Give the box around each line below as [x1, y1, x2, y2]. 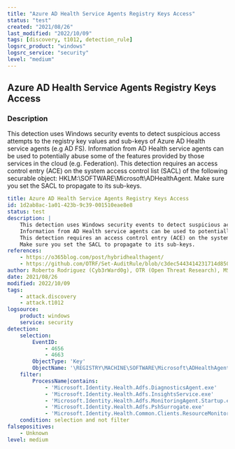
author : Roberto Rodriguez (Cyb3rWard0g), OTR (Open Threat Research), [7, 267, 220, 274]
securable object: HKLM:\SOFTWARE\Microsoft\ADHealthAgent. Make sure [7, 174, 225, 183]
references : [7, 247, 42, 254]
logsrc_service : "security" [7, 50, 90, 57]
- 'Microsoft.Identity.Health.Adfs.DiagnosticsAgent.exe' [44, 384, 218, 391]
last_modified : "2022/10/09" [7, 29, 92, 37]
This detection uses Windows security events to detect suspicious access [7, 130, 220, 138]
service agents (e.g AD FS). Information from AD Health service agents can [7, 144, 224, 153]
